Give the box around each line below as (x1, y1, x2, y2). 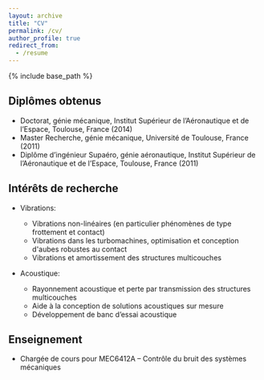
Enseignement (8, 333, 83, 346)
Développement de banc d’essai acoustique (31, 309, 177, 319)
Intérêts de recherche (8, 182, 119, 195)
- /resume (15, 49, 48, 57)
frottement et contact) (31, 227, 106, 237)
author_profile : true (8, 34, 81, 43)
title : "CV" (8, 19, 48, 27)
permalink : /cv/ (8, 27, 63, 35)
